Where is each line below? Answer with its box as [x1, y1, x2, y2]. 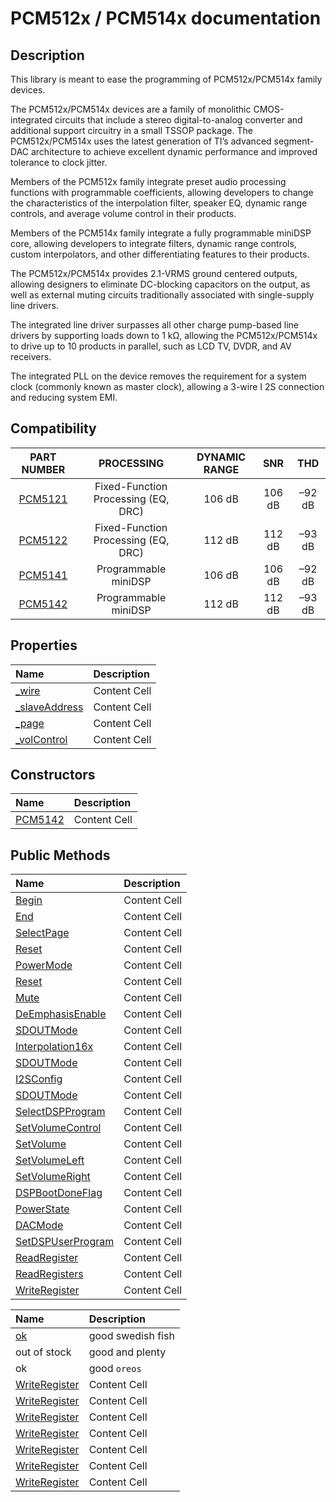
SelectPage [15, 926, 70, 940]
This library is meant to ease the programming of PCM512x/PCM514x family [10, 73, 323, 85]
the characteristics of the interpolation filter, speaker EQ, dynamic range [10, 197, 308, 209]
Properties [10, 637, 78, 654]
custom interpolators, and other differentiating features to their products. [10, 248, 310, 260]
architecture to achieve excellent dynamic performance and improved [30, 146, 318, 157]
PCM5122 [18, 533, 68, 547]
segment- [273, 135, 315, 147]
